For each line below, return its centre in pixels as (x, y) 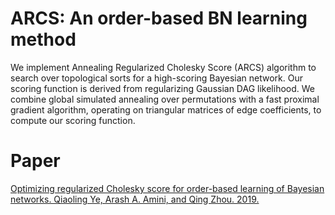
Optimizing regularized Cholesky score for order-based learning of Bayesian (167, 188)
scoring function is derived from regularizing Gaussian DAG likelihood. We (163, 88)
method (43, 39)
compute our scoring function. (73, 120)
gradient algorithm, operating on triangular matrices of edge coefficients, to (166, 109)
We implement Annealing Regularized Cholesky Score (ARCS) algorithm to (163, 67)
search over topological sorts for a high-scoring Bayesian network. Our (156, 78)
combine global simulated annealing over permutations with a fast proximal (165, 99)
